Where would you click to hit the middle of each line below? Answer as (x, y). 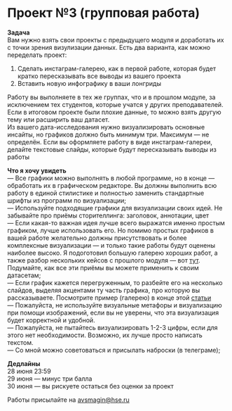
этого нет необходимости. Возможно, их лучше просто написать (105, 335)
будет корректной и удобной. (52, 320)
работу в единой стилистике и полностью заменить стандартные (106, 193)
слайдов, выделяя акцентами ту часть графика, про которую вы (104, 290)
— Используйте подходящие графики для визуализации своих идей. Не (115, 208)
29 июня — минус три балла (50, 379)
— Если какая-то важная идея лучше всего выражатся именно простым (116, 222)
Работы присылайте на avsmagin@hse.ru (68, 400)
